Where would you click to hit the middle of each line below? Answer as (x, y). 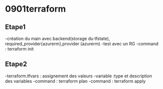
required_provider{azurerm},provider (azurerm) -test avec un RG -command (82, 44)
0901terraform (35, 9)
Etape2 (16, 64)
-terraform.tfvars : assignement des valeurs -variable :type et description (79, 76)
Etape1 (15, 27)
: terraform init (20, 49)
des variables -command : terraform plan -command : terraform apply (75, 81)
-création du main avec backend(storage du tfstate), (58, 38)
